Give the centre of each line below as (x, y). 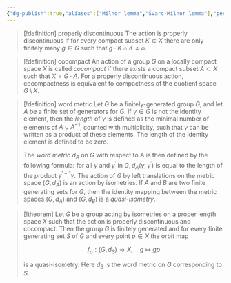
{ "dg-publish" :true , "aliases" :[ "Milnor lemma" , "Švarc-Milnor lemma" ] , (110, 13)
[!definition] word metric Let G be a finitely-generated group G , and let (123, 104)
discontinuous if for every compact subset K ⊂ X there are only (113, 40)
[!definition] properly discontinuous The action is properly (105, 33)
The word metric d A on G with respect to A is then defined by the (115, 156)
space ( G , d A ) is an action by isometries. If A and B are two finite (114, 184)
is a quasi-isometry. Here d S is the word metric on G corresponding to (122, 265)
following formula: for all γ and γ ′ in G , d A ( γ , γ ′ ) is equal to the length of (123, 166)
